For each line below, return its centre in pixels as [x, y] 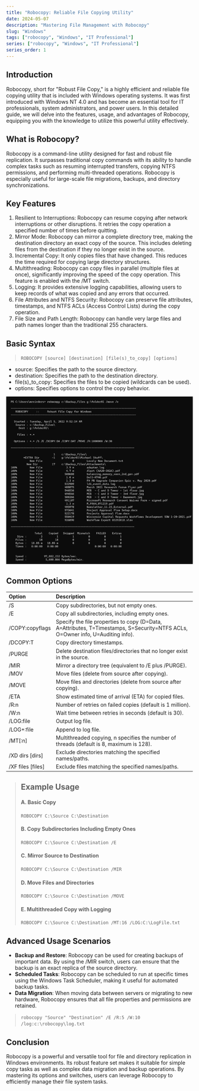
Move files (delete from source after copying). [112, 674]
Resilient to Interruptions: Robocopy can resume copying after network [101, 218]
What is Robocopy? [43, 139]
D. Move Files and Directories [57, 882]
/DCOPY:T [21, 643]
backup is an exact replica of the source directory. [76, 968]
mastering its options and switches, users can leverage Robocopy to [89, 1075]
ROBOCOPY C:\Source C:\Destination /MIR [71, 869]
